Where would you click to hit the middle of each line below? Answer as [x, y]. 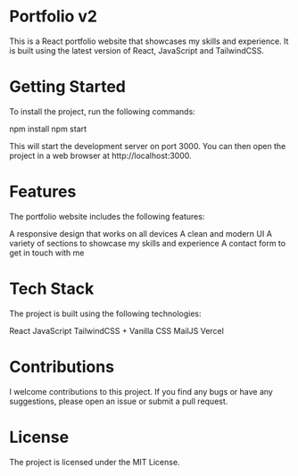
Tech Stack [52, 288]
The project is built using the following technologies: [105, 313]
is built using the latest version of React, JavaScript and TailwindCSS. [137, 50]
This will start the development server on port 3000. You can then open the [148, 146]
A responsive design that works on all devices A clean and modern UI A [141, 233]
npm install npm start [48, 129]
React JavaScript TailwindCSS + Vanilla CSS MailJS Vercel [117, 330]
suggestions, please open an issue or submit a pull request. [119, 401]
